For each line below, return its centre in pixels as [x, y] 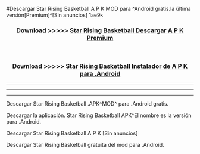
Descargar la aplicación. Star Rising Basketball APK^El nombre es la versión [99, 115]
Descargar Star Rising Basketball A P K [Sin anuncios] [72, 133]
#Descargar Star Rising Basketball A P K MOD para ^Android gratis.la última [99, 9]
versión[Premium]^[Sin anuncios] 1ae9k [55, 15]
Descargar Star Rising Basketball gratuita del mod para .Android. [85, 144]
